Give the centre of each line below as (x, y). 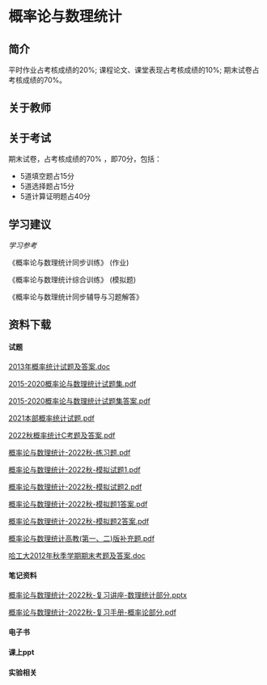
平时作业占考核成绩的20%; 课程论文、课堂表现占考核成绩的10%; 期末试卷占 (134, 70)
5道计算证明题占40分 (55, 197)
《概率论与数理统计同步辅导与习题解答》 (76, 297)
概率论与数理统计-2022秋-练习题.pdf (70, 452)
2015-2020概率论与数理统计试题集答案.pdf (80, 400)
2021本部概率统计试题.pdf (51, 418)
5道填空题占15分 (47, 176)
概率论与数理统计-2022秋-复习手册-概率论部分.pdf (92, 612)
